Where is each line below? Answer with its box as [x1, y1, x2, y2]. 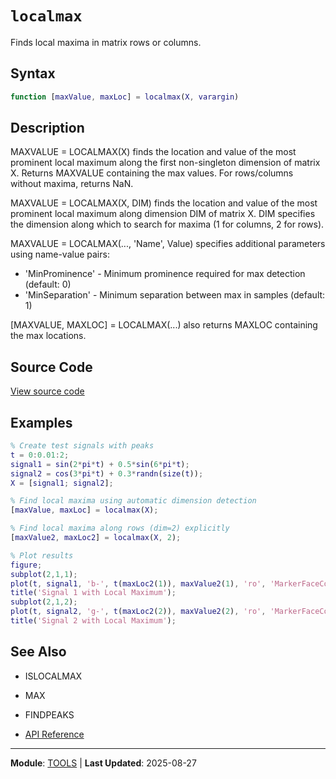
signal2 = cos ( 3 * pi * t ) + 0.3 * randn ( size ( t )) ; [10, 468, 204, 479]
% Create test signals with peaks [10, 441, 155, 451]
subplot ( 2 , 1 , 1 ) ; [10, 569, 78, 579]
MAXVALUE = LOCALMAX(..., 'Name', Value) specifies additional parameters [10, 238, 326, 250]
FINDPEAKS [24, 708, 75, 721]
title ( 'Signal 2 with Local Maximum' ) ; [10, 616, 177, 626]
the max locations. [10, 330, 87, 342]
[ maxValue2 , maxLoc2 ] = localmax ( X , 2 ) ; [10, 533, 182, 543]
